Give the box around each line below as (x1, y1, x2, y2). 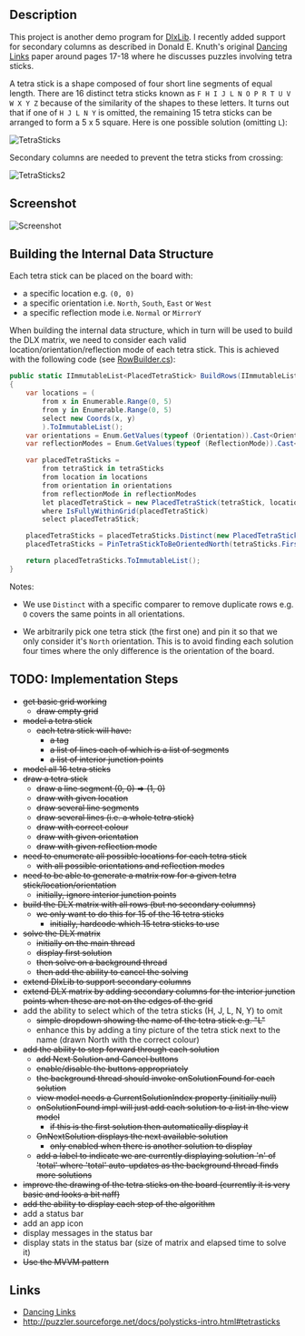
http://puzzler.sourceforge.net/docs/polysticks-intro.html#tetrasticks (22, 1316, 280, 1327)
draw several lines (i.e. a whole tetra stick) (35, 811, 195, 822)
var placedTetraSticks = (25, 456, 120, 465)
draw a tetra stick (22, 773, 88, 784)
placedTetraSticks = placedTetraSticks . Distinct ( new (25, 531, 230, 540)
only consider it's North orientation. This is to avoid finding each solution (22, 636, 294, 647)
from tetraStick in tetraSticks (42, 464, 165, 474)
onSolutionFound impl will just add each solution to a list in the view (35, 1101, 289, 1112)
